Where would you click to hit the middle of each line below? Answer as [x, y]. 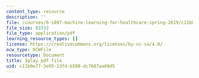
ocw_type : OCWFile [29, 50]
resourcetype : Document [36, 55]
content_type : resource [36, 11]
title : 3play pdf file [34, 60]
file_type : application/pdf [41, 33]
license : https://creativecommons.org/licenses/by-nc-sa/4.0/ [84, 45]
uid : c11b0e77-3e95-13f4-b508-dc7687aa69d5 [61, 66]
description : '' [26, 17]
